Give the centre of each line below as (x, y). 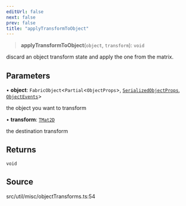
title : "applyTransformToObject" (48, 28)
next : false (21, 17)
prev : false (21, 23)
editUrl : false (25, 12)
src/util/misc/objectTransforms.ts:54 (51, 196)
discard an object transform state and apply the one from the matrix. (90, 57)
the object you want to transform (46, 108)
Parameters (28, 76)
